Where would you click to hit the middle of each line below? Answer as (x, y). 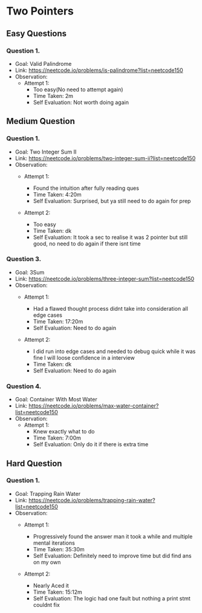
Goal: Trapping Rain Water (47, 493)
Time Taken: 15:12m (58, 592)
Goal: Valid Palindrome (43, 63)
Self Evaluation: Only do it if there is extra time (91, 444)
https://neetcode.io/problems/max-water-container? (94, 406)
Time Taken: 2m (53, 96)
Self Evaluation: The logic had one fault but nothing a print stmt (112, 598)
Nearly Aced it (51, 585)
